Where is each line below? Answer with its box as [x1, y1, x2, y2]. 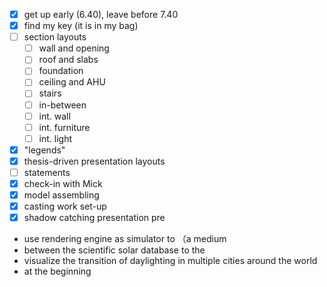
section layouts [23, 31, 87, 43]
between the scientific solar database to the [23, 244, 206, 256]
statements [23, 166, 71, 178]
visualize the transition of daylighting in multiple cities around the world [23, 255, 318, 267]
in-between [38, 99, 87, 111]
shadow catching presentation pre [23, 212, 166, 224]
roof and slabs [38, 54, 99, 66]
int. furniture [38, 121, 91, 133]
